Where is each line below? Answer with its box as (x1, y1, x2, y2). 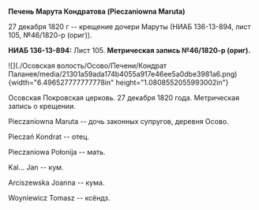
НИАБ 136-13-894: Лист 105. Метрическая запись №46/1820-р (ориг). (8, 46, 251, 54)
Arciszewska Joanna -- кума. (8, 178, 105, 187)
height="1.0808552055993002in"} (115, 78, 229, 87)
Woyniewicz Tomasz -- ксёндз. (8, 193, 111, 202)
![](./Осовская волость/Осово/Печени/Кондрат (8, 61, 167, 70)
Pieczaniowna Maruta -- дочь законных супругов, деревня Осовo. (8, 117, 229, 126)
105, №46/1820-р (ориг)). (8, 31, 92, 39)
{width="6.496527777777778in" (8, 78, 114, 87)
